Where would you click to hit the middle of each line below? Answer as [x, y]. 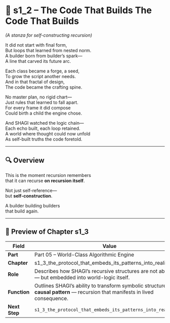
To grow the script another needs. [41, 76]
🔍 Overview [25, 160]
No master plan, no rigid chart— [39, 97]
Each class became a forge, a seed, [42, 71]
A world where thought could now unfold [48, 133]
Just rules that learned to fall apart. [42, 102]
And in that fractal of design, [35, 82]
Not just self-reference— [31, 190]
